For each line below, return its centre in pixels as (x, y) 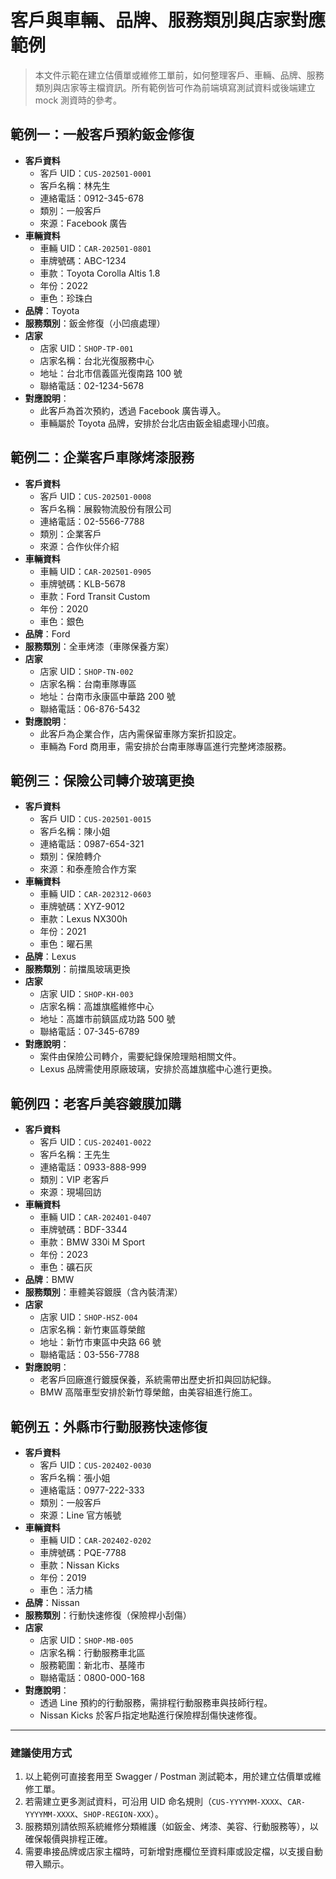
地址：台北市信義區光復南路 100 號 (111, 373)
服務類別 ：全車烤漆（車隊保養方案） (99, 646)
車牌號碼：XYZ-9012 (82, 907)
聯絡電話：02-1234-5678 (92, 385)
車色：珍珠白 (66, 298)
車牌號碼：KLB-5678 (82, 583)
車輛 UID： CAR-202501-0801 (95, 248)
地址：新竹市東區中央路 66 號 (100, 1342)
